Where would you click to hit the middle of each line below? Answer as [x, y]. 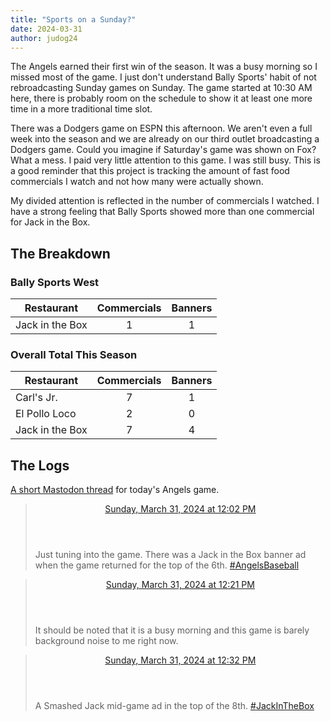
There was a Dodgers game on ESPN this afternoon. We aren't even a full [161, 128]
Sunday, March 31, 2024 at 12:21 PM [180, 585]
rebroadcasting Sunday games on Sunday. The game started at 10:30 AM [161, 88]
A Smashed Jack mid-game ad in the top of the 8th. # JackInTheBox [174, 706]
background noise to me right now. [106, 641]
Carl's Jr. [36, 398]
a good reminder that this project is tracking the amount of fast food [150, 171]
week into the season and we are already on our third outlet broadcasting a [165, 139]
